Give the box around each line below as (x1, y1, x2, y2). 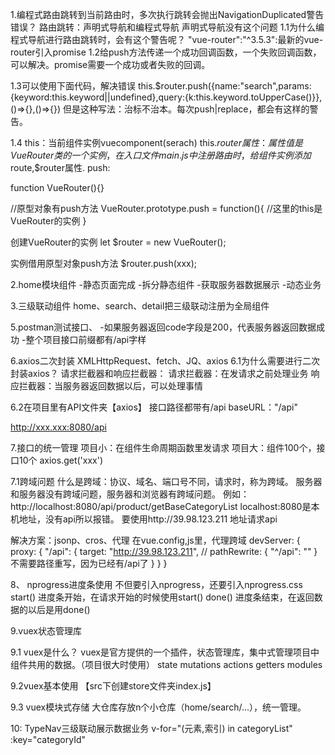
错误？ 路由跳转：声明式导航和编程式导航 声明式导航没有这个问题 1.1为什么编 (10, 21, 325, 33)
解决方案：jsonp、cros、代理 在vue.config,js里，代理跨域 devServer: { (10, 534, 301, 546)
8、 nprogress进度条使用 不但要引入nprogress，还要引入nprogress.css (10, 579, 303, 590)
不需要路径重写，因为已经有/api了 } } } (10, 558, 168, 569)
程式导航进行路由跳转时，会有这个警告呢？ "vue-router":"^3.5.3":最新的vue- (10, 34, 324, 45)
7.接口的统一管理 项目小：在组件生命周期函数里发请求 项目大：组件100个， (10, 442, 317, 453)
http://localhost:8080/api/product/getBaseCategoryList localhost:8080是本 (10, 501, 320, 512)
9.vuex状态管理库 (10, 625, 82, 637)
